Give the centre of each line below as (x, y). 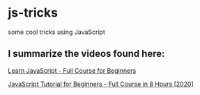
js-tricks (33, 13)
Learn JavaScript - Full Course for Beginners (72, 70)
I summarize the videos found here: (86, 54)
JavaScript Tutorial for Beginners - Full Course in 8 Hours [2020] (101, 84)
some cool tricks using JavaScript (56, 32)
